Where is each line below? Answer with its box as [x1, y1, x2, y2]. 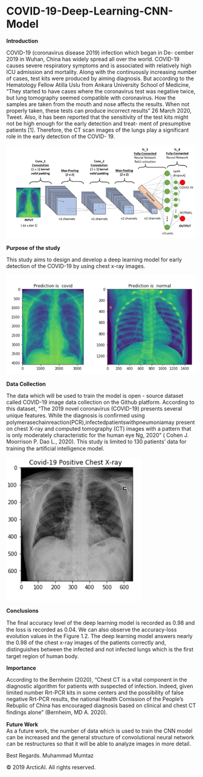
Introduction [6, 37, 38, 44]
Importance [6, 664, 36, 671]
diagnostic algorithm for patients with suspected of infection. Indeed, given [6, 682, 193, 690]
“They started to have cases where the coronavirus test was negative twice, [6, 87, 196, 95]
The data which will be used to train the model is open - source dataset [6, 392, 184, 400]
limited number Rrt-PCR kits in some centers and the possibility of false [6, 689, 184, 696]
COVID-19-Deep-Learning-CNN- [6, 4, 173, 18]
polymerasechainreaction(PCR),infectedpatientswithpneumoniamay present [6, 419, 195, 426]
